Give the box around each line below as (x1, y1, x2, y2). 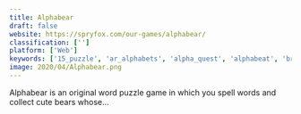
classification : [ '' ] (9, 37, 90, 47)
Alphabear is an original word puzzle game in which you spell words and (9, 86, 277, 98)
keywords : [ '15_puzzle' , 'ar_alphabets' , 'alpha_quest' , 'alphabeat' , (9, 54, 279, 63)
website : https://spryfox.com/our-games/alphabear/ (9, 29, 206, 38)
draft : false (9, 21, 58, 30)
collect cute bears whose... (9, 96, 109, 107)
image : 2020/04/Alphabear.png (9, 63, 123, 72)
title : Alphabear (9, 12, 74, 22)
